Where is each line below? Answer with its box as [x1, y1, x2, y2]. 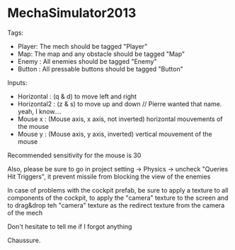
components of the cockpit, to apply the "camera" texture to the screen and [7, 193, 229, 202]
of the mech [7, 208, 43, 217]
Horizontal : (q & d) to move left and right [17, 92, 137, 101]
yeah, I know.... [17, 107, 62, 115]
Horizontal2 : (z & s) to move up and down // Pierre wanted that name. [17, 99, 222, 108]
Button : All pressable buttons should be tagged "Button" [17, 64, 183, 73]
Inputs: [7, 78, 28, 86]
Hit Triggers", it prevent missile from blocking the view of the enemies [7, 172, 211, 181]
